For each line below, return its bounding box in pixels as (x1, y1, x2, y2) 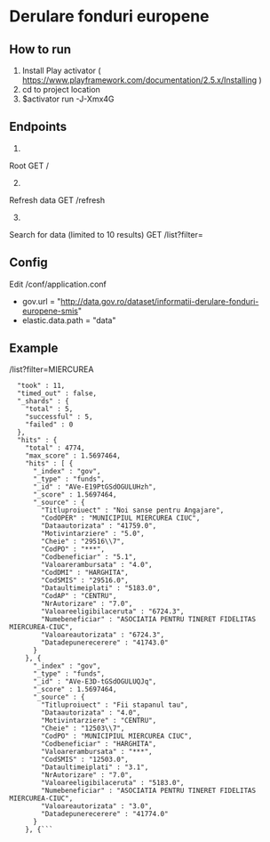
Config (9, 255, 48, 271)
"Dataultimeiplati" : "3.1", (41, 763, 149, 772)
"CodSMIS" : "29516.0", (41, 576, 129, 585)
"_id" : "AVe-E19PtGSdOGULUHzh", (32, 482, 157, 491)
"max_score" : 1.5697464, (25, 451, 122, 460)
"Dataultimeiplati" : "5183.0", (41, 584, 162, 593)
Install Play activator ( (21, 65, 101, 76)
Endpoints (9, 119, 67, 134)
